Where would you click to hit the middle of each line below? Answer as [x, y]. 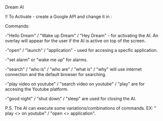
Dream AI [14, 7]
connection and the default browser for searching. [56, 74]
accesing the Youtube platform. [37, 89]
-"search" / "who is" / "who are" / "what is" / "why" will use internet [73, 69]
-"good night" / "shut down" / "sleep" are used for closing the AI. [70, 98]
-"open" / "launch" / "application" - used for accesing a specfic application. [81, 50]
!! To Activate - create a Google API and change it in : [58, 16]
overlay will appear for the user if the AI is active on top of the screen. [75, 41]
